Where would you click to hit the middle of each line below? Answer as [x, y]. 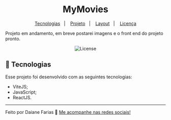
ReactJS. [22, 97]
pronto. [13, 39]
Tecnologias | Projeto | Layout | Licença [85, 23]
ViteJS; [20, 86]
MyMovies [85, 9]
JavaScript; [25, 92]
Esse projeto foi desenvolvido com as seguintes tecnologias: [69, 77]
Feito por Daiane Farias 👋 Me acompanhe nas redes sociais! [68, 112]
